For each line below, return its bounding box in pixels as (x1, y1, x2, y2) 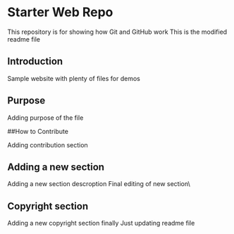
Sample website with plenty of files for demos (7, 74, 141, 82)
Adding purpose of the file (7, 113, 84, 122)
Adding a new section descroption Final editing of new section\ (7, 180, 190, 188)
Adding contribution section (7, 140, 88, 149)
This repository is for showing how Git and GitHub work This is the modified (7, 27, 228, 36)
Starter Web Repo (7, 4, 113, 20)
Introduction (7, 56, 63, 68)
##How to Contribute (7, 127, 69, 135)
